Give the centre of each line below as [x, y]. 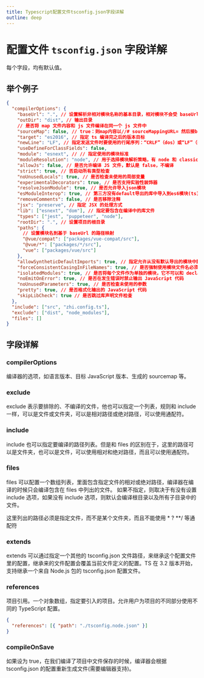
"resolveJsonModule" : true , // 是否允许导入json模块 [82, 188]
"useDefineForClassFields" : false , [62, 149]
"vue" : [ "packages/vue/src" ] [59, 250]
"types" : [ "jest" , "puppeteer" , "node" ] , [70, 216]
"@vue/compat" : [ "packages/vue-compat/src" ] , [81, 239]
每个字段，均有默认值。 [36, 68]
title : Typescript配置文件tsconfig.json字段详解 [65, 12]
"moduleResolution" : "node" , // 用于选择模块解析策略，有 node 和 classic [108, 160]
